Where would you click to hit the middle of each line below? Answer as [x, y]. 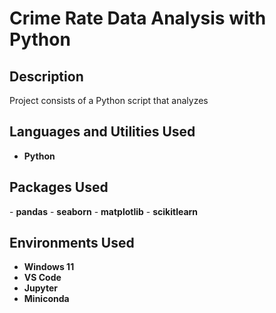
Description [46, 76]
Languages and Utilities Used [102, 132]
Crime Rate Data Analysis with [138, 18]
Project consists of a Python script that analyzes [109, 100]
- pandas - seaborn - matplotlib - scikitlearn [104, 211]
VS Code [42, 278]
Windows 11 [49, 267]
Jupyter [40, 288]
